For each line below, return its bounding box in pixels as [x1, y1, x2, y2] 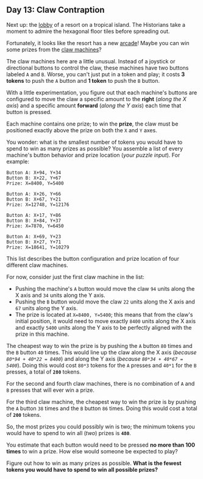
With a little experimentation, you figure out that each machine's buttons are [6, 88, 198, 96]
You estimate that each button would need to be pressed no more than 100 [6, 441, 195, 449]
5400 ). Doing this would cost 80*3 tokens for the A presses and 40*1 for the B [6, 361, 197, 369]
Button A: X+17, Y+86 [6, 212, 62, 218]
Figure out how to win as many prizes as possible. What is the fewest [6, 459, 182, 467]
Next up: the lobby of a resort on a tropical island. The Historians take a [6, 21, 186, 28]
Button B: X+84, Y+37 [6, 218, 62, 224]
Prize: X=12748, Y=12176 [6, 201, 69, 208]
